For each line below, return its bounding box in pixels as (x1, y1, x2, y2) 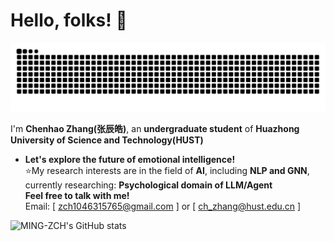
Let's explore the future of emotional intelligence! (24, 153, 236, 165)
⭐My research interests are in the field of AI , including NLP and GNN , (24, 164, 310, 176)
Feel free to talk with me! (24, 189, 130, 201)
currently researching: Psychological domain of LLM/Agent (24, 179, 273, 191)
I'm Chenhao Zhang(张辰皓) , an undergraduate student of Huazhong (10, 122, 300, 134)
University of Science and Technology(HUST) (10, 134, 204, 146)
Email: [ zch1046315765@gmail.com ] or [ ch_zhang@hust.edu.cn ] (24, 200, 302, 212)
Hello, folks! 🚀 (10, 9, 128, 32)
